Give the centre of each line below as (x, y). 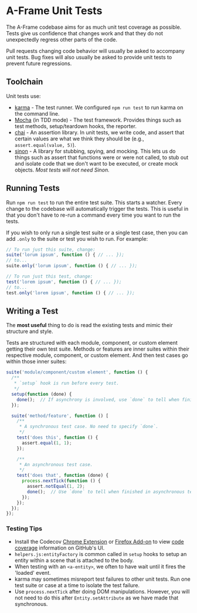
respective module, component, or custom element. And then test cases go (97, 355)
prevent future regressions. (39, 63)
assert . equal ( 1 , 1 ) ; (47, 443)
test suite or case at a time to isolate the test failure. (77, 585)
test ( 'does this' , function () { (57, 437)
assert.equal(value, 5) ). (45, 144)
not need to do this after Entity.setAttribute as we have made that (96, 598)
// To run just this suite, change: (51, 250)
